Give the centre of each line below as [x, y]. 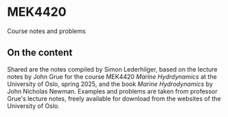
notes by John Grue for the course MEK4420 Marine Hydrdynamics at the [112, 76]
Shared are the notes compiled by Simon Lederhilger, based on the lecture [112, 69]
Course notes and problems [46, 31]
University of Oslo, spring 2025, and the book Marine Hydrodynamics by [110, 84]
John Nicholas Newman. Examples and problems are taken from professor [112, 91]
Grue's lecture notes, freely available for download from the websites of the [114, 98]
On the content [40, 53]
